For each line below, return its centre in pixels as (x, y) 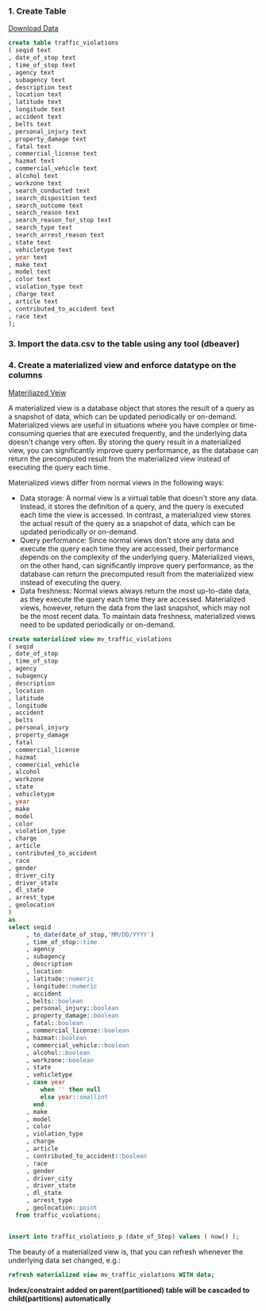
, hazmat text (32, 161)
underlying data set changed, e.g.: (64, 1260)
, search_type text (40, 228)
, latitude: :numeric (60, 979)
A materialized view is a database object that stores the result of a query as (131, 408)
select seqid (30, 927)
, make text (28, 265)
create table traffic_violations (64, 43)
